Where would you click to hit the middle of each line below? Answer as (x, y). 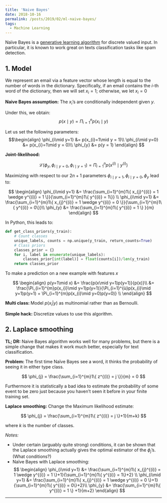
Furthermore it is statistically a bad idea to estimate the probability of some (82, 386)
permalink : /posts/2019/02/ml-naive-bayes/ (51, 19)
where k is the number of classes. (40, 425)
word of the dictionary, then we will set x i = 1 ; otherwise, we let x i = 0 (76, 91)
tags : (11, 24)
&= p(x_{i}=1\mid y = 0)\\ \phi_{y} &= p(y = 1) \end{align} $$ (83, 145)
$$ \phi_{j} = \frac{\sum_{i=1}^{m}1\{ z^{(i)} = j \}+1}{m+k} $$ (83, 416)
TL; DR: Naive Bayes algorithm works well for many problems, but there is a (83, 341)
